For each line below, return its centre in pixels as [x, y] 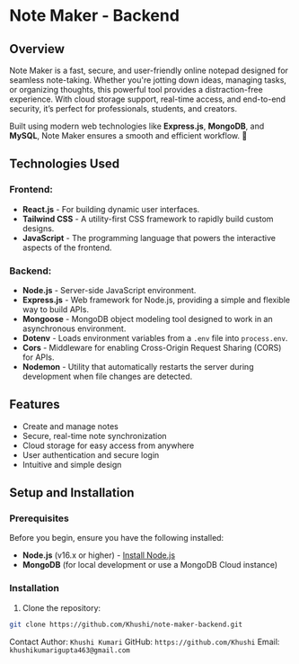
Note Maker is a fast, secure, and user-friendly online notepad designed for [149, 70]
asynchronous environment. [74, 328]
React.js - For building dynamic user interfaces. [111, 209]
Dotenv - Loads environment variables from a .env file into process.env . [155, 337]
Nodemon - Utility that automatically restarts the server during [138, 366]
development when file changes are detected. [107, 376]
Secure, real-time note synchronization [95, 435]
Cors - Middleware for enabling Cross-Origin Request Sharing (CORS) [152, 347]
